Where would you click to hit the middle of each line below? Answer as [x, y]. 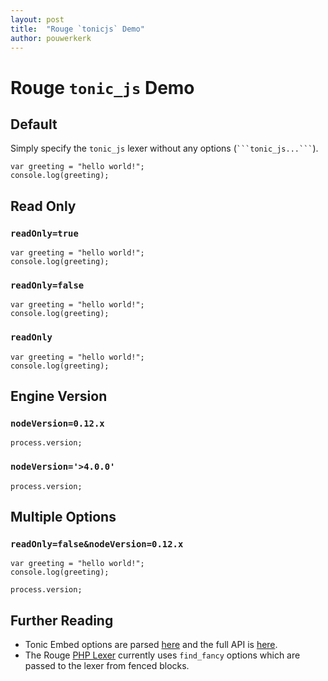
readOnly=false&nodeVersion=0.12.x [97, 544]
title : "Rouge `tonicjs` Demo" [77, 29]
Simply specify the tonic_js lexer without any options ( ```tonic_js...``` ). [164, 148]
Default [34, 124]
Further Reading [62, 620]
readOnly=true [44, 233]
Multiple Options [63, 517]
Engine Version [59, 396]
